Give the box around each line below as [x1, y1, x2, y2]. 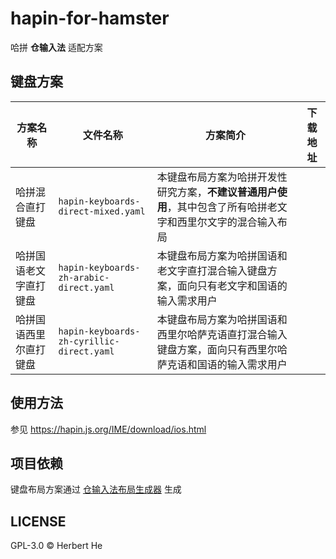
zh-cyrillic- [58, 335, 120, 347]
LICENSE [10, 513, 67, 530]
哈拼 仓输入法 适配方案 [10, 41, 103, 53]
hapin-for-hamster [10, 7, 170, 30]
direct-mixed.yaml [58, 205, 146, 217]
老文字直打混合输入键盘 [156, 263, 268, 277]
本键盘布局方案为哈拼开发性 [156, 170, 288, 184]
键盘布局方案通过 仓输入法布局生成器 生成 [10, 483, 182, 496]
